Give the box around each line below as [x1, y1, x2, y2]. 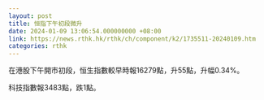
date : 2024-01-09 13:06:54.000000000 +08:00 [8, 27, 162, 35]
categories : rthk [8, 42, 67, 50]
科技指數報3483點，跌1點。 [8, 83, 101, 93]
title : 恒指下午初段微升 [8, 20, 83, 28]
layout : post [8, 11, 53, 20]
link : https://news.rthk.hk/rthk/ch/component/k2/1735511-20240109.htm [8, 34, 256, 43]
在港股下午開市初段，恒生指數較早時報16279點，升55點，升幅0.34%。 [8, 66, 245, 76]
